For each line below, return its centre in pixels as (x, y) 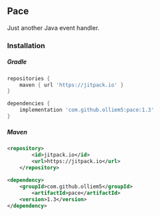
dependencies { (29, 104)
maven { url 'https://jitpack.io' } (72, 85)
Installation (26, 45)
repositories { (29, 78)
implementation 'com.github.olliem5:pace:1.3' (87, 110)
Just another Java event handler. (53, 27)
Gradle (17, 62)
